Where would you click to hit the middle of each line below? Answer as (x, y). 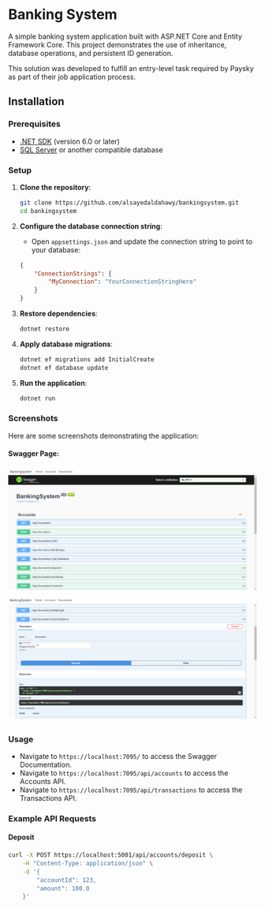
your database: (56, 249)
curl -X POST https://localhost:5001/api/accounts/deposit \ (111, 855)
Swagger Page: (34, 454)
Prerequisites (34, 124)
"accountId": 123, (67, 880)
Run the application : (53, 383)
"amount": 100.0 (63, 888)
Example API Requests (52, 818)
